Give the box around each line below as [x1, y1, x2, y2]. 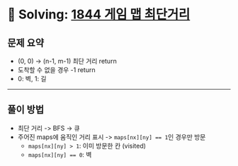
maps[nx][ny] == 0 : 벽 [28, 150, 92, 159]
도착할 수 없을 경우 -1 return [17, 66, 96, 74]
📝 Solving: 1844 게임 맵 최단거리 [7, 6, 191, 23]
